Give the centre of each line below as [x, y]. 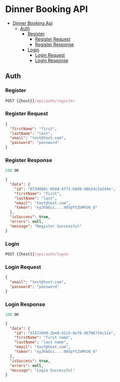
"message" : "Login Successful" [42, 370]
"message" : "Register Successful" [46, 226]
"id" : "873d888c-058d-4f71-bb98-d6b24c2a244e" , [65, 189]
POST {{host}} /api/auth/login [37, 254]
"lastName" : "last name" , [41, 342]
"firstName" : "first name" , [43, 338]
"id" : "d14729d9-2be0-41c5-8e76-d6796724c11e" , [65, 333]
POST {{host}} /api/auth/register [40, 101]
